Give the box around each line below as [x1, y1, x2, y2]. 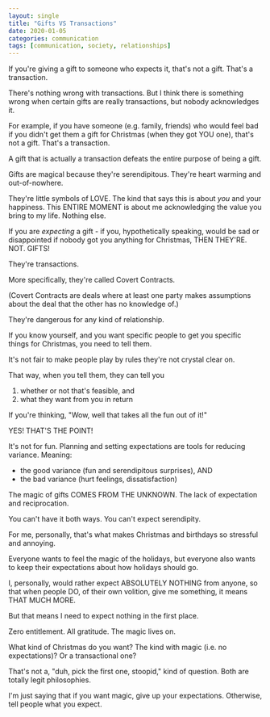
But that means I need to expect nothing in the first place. [8, 611, 199, 621]
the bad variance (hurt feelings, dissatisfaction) [19, 474, 177, 484]
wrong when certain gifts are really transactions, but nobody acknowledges [8, 97, 260, 107]
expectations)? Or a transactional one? [8, 651, 137, 660]
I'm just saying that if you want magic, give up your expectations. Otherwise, [8, 691, 263, 701]
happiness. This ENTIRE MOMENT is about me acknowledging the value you [8, 203, 262, 212]
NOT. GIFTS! [8, 244, 50, 254]
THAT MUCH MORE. [8, 595, 77, 606]
